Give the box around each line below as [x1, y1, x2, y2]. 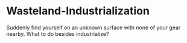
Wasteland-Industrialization [6, 4, 150, 18]
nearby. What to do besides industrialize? [6, 30, 109, 37]
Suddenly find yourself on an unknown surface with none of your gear [6, 24, 181, 31]
